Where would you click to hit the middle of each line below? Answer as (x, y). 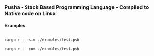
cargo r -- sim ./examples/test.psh (42, 40)
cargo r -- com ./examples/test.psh (42, 49)
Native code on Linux (30, 13)
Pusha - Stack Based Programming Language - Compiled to (77, 7)
